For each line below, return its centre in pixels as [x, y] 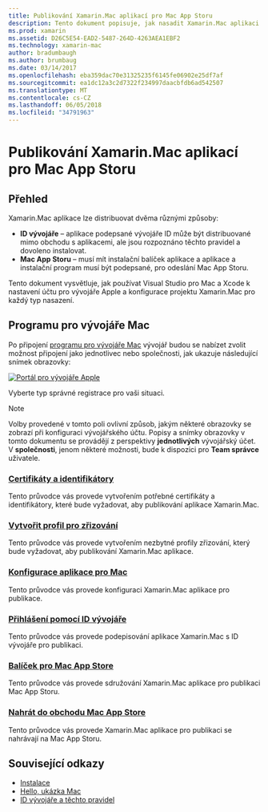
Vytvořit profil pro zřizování [63, 526]
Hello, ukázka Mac [50, 791]
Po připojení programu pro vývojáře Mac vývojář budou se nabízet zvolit [127, 345]
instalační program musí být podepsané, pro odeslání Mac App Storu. [134, 268]
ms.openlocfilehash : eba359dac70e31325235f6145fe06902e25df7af [116, 75]
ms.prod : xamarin [37, 30]
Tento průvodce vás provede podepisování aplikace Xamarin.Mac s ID [123, 636]
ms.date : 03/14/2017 [43, 68]
